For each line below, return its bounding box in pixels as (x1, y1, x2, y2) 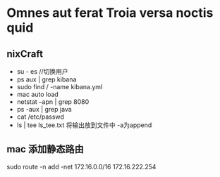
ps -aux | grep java (16, 105, 72, 113)
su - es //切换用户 (16, 67, 68, 75)
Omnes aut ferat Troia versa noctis (6, 5, 214, 21)
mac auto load (16, 90, 59, 98)
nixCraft (6, 48, 44, 60)
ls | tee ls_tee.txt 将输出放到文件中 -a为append (16, 121, 152, 129)
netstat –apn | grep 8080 (16, 98, 90, 106)
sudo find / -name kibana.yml (16, 83, 103, 91)
